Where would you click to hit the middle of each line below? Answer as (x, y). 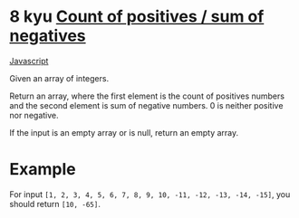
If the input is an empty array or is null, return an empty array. (124, 132)
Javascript (29, 61)
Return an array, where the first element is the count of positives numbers (147, 96)
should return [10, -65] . (55, 204)
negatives (48, 36)
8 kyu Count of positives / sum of (137, 17)
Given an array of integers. (59, 78)
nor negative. (34, 115)
